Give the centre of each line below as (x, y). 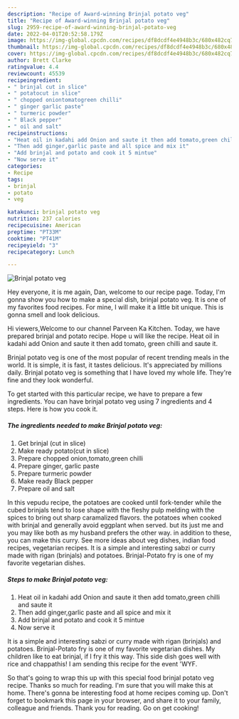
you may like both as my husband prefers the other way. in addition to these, (119, 533)
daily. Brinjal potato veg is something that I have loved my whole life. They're (119, 373)
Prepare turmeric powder (55, 473)
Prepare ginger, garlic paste (58, 466)
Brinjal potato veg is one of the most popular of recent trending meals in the (118, 357)
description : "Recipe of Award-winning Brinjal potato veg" (99, 14)
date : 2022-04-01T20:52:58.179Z (55, 34)
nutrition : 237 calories (44, 219)
